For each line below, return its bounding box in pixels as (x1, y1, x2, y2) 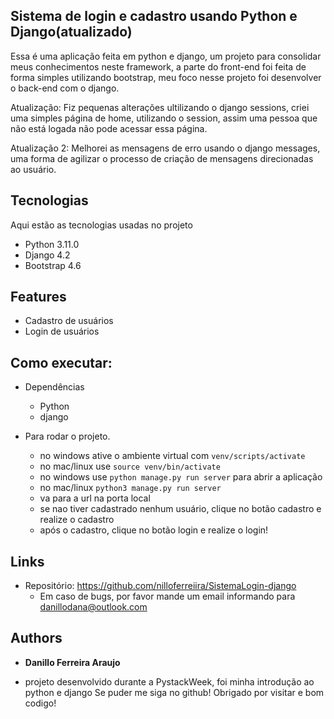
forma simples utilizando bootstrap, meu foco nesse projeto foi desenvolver (10, 71, 322, 83)
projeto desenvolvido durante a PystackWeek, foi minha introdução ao (24, 675, 315, 688)
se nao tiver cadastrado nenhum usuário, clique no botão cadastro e (39, 503, 322, 515)
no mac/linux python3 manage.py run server (39, 482, 222, 494)
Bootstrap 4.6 (24, 259, 82, 271)
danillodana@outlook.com (39, 601, 148, 613)
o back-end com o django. (10, 82, 120, 94)
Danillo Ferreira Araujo (24, 656, 121, 668)
